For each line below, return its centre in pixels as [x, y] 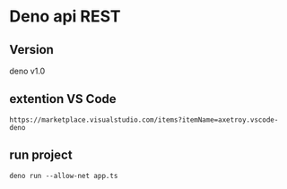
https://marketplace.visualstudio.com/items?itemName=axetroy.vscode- [144, 120]
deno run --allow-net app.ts [64, 176]
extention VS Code [63, 99]
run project [41, 155]
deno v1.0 [27, 71]
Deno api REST [65, 17]
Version [31, 50]
